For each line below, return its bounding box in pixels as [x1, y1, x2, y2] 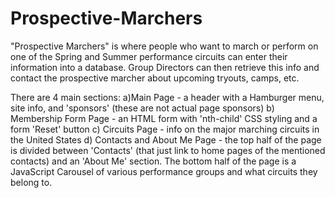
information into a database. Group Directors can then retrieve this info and [10, 61, 320, 73]
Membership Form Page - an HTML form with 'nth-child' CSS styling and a [10, 112, 318, 124]
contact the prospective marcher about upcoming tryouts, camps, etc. [10, 72, 300, 84]
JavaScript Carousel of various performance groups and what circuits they [10, 165, 318, 177]
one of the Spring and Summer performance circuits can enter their [10, 50, 288, 62]
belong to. [10, 176, 53, 188]
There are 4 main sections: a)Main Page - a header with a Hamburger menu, [10, 91, 325, 103]
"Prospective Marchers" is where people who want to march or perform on [10, 40, 319, 52]
